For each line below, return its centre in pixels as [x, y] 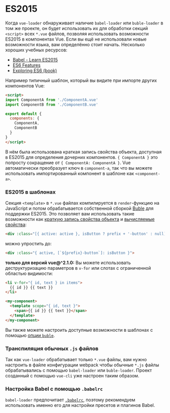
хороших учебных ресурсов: [36, 50]
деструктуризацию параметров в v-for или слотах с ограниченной [78, 268]
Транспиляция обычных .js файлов [52, 348]
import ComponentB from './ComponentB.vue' [52, 105]
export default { [24, 114]
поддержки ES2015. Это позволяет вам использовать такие [70, 213]
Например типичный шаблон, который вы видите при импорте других [81, 80]
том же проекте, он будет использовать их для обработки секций [77, 28]
